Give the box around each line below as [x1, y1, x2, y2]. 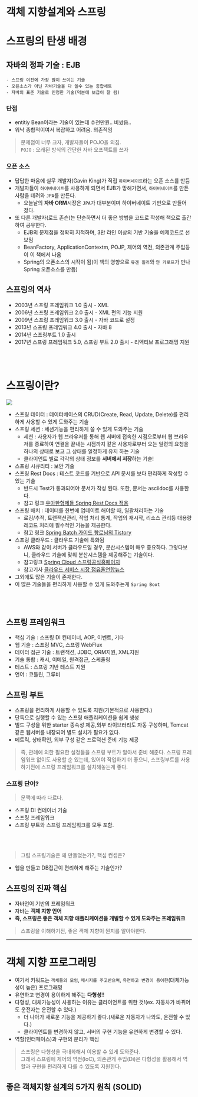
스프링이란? [6, 379, 60, 392]
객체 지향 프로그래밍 [6, 956, 97, 969]
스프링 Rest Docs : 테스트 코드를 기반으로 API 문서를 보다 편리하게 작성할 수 [14, 470, 189, 477]
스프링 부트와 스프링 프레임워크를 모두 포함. [14, 822, 114, 829]
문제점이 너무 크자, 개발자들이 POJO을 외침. [20, 139, 121, 146]
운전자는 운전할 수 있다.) [21, 1006, 77, 1013]
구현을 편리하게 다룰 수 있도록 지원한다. [31, 1063, 122, 1070]
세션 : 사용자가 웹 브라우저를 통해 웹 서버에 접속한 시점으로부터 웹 [23, 432, 173, 440]
